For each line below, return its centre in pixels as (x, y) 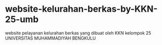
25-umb (22, 19)
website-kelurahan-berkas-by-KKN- (81, 9)
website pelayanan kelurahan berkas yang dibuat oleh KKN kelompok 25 (78, 33)
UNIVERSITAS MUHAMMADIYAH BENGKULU (51, 38)
